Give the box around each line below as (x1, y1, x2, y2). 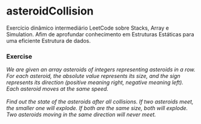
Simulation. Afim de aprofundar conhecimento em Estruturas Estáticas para (6, 30, 195, 38)
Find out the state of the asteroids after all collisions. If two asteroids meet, (6, 98, 194, 105)
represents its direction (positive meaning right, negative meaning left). (6, 79, 183, 86)
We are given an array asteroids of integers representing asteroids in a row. (6, 66, 196, 73)
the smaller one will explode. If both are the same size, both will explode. (6, 105, 188, 112)
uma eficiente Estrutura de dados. (6, 37, 91, 44)
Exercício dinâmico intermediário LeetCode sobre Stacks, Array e (6, 24, 170, 31)
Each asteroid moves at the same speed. (6, 85, 109, 93)
